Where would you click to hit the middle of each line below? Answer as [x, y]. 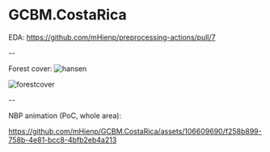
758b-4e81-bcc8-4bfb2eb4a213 [63, 140]
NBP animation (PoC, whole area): [65, 116]
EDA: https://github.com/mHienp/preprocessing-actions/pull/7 [112, 37]
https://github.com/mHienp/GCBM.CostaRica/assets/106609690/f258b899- [135, 131]
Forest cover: [30, 68]
